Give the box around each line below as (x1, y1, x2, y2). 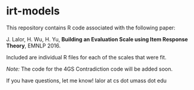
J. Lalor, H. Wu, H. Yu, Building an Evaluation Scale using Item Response (6, 35, 189, 43)
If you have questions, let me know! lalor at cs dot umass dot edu (6, 77, 167, 84)
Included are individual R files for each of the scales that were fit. (6, 53, 166, 61)
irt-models (6, 4, 60, 18)
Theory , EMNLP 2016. (6, 42, 61, 49)
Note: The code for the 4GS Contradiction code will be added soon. (6, 65, 173, 73)
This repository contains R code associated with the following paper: (6, 24, 175, 31)
